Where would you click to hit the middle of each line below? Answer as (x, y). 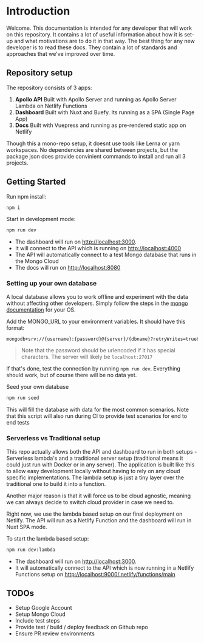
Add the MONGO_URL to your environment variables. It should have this (96, 321)
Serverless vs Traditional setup (53, 439)
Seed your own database (38, 387)
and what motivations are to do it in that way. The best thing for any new (105, 41)
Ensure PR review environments (55, 633)
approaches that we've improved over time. (61, 53)
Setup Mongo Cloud (40, 614)
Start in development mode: (41, 219)
